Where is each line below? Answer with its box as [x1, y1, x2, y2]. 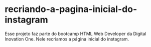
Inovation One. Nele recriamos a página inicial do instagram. [5, 36, 129, 42]
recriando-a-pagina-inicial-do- [5, 3, 137, 15]
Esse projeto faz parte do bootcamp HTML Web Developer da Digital [5, 30, 146, 36]
